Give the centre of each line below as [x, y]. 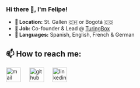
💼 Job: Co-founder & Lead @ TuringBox [62, 29]
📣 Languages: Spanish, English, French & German [74, 35]
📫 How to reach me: [44, 54]
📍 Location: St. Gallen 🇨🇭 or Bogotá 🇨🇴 [64, 22]
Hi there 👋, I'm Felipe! [37, 9]
